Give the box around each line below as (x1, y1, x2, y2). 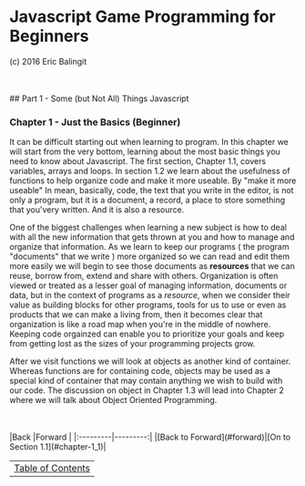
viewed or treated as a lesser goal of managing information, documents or (9, 280, 288, 291)
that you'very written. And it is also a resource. (9, 204, 185, 215)
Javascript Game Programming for (9, 6, 276, 27)
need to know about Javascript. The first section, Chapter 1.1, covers (9, 156, 267, 167)
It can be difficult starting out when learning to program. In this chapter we (9, 137, 290, 148)
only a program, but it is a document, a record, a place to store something (9, 194, 286, 206)
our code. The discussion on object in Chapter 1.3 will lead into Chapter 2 (9, 385, 285, 396)
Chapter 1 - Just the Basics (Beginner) (9, 116, 181, 129)
